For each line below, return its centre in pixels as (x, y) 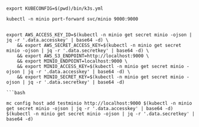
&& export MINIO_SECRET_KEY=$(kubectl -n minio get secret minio (101, 77)
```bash (16, 93)
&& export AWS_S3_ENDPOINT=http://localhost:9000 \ (83, 56)
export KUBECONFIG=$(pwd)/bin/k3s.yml (55, 8)
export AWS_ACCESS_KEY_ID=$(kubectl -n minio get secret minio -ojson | (99, 35)
